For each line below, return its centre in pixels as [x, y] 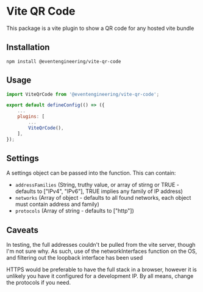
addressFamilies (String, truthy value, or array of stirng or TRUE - [97, 185]
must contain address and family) [57, 204]
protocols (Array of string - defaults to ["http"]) [74, 211]
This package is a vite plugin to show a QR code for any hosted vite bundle [100, 28]
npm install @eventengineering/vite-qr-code [64, 61]
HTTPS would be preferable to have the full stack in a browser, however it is [101, 269]
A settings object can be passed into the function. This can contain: [91, 173]
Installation [28, 47]
